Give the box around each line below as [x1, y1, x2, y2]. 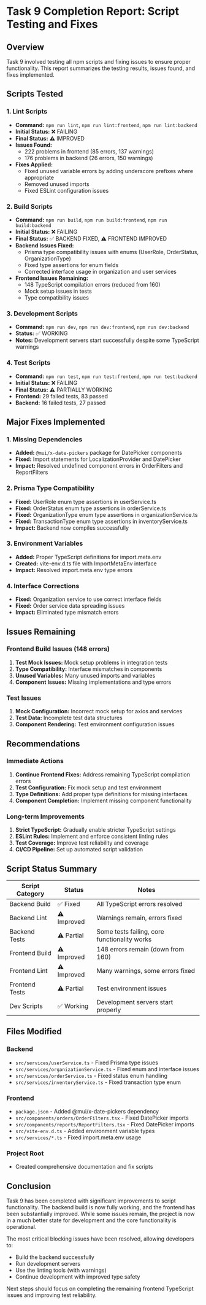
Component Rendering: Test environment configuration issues [15, 721, 175, 728]
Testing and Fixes [6, 17, 98, 31]
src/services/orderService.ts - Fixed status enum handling [15, 1072, 167, 1079]
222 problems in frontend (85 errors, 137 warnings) [24, 147, 154, 155]
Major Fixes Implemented [6, 416, 105, 427]
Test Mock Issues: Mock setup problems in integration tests [15, 659, 168, 666]
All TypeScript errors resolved [96, 899, 183, 908]
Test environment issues [96, 984, 167, 993]
